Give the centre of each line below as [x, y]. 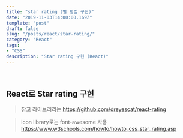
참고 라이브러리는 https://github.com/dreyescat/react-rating [93, 109]
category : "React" [29, 40]
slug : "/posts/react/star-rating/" [51, 34]
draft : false [22, 28]
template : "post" [28, 23]
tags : [13, 46]
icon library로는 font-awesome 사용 [64, 122]
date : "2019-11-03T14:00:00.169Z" [49, 17]
